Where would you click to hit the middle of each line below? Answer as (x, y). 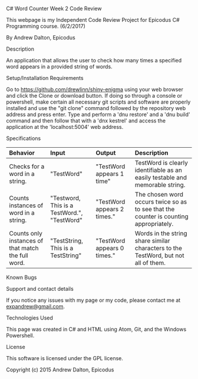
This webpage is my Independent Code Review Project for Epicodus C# (93, 20)
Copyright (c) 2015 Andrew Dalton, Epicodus (60, 370)
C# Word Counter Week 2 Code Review (54, 9)
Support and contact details (40, 289)
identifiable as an (159, 170)
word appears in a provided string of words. (60, 67)
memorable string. (160, 185)
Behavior (22, 153)
